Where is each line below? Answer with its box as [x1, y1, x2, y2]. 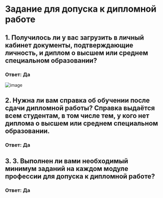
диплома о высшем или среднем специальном [5, 119, 158, 128]
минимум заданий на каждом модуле [5, 164, 129, 173]
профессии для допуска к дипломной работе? [5, 172, 155, 180]
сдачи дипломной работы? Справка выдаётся [5, 104, 155, 112]
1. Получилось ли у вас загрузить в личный [5, 33, 144, 42]
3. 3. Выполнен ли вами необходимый [5, 157, 128, 165]
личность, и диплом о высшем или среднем [5, 49, 148, 57]
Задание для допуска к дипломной [5, 3, 157, 15]
